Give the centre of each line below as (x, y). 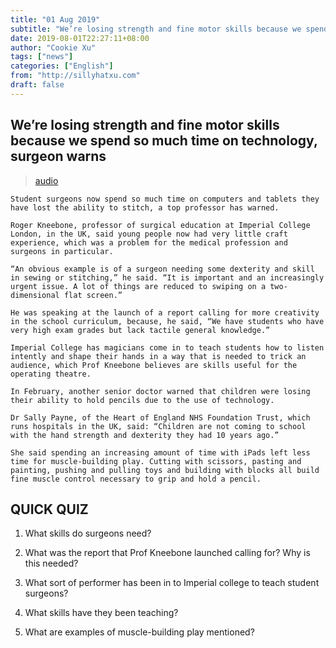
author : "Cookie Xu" (53, 47)
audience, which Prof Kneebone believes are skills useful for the (154, 365)
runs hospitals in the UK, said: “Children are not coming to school (158, 426)
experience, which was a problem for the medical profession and (149, 242)
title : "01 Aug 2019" (55, 19)
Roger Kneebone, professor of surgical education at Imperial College (160, 225)
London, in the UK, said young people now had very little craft (149, 234)
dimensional (35, 295)
